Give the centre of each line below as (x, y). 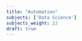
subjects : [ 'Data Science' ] (42, 17)
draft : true (21, 29)
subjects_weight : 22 (32, 23)
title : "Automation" (32, 12)
